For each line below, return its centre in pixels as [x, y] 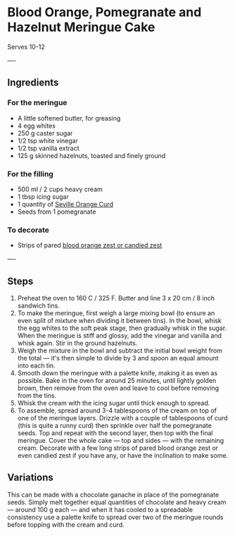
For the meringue [37, 103]
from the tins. [37, 396]
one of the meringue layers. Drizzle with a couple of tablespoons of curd [122, 418]
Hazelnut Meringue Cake [81, 27]
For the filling [31, 173]
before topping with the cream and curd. [66, 524]
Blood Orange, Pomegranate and [104, 12]
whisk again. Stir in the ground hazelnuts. [77, 343]
